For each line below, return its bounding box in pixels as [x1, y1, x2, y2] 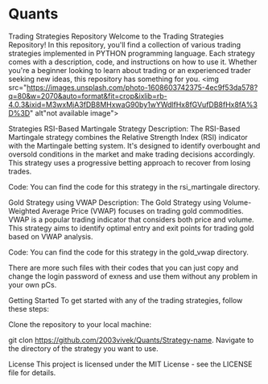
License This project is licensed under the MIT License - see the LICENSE [8, 359, 253, 369]
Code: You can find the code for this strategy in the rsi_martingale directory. [8, 182, 261, 191]
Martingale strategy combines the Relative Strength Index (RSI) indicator [8, 132, 248, 141]
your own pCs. [8, 280, 57, 289]
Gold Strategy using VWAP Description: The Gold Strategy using [8, 198, 221, 207]
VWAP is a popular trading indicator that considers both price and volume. [8, 214, 255, 224]
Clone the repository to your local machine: [8, 319, 152, 329]
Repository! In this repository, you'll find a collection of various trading [8, 39, 241, 49]
